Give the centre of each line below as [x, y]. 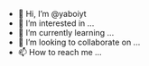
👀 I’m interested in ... [56, 23]
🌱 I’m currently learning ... [66, 33]
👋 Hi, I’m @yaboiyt [52, 14]
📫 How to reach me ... [60, 52]
